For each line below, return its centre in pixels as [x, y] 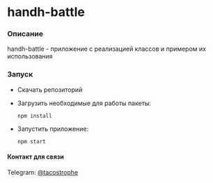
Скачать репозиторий [50, 89]
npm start [32, 141]
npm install [34, 116]
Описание [25, 34]
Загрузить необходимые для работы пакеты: [84, 103]
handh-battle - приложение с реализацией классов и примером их [107, 49]
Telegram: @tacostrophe [43, 172]
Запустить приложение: [53, 129]
